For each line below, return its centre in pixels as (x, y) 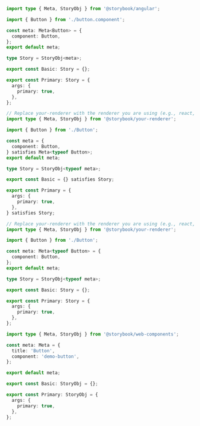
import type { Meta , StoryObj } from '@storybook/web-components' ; (93, 334)
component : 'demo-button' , (45, 357)
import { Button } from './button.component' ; (66, 19)
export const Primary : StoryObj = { (52, 395)
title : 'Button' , (33, 350)
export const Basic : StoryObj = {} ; (52, 384)
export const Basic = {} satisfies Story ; (60, 179)
